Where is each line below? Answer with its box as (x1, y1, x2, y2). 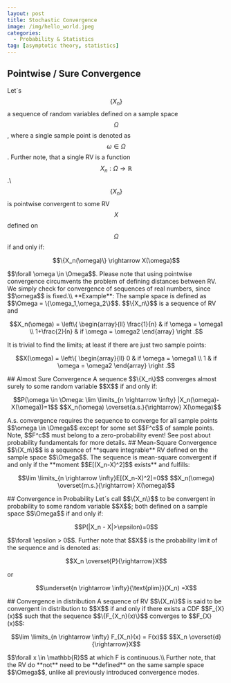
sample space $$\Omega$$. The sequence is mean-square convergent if (7, 453, 217, 462)
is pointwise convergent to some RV (7, 200, 110, 208)
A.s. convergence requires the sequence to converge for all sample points (7, 417, 218, 425)
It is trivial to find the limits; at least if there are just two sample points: (7, 340, 207, 349)
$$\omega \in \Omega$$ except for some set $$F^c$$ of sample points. (7, 424, 214, 432)
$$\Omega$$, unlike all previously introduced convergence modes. (7, 668, 199, 677)
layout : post (7, 10, 45, 17)
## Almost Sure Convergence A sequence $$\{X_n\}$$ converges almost (7, 375, 216, 383)
